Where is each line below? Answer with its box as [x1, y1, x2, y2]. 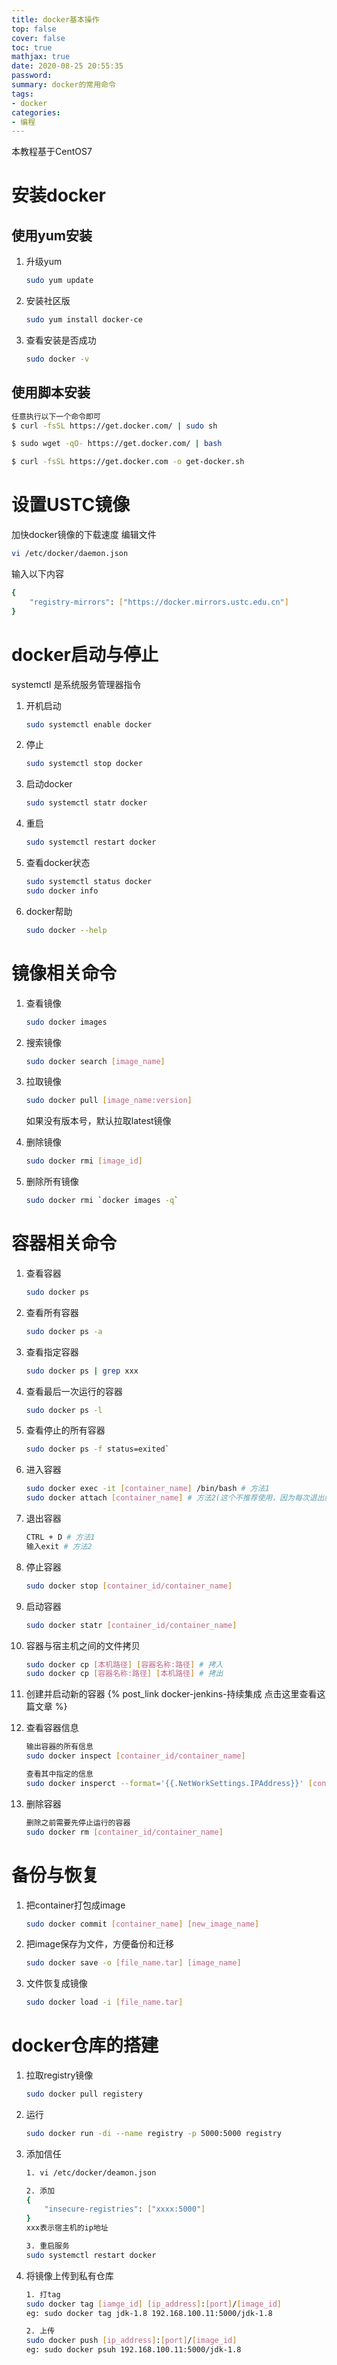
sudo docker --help [25, 925, 108, 935]
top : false [11, 24, 57, 34]
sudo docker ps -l [25, 1405, 103, 1415]
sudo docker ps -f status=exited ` [25, 1444, 170, 1455]
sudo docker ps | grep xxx [25, 1366, 139, 1376]
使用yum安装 [11, 227, 93, 244]
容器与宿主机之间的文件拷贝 [25, 1639, 141, 1651]
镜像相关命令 [11, 962, 118, 985]
